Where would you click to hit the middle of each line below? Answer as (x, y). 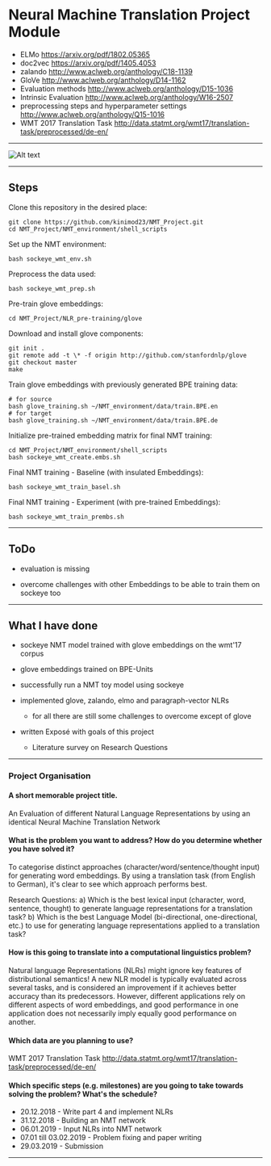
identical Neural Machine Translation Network (84, 822)
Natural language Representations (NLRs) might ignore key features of (125, 970)
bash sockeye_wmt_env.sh (50, 259)
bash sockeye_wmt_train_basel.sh (65, 487)
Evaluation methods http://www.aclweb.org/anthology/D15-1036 (127, 88)
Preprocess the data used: (52, 274)
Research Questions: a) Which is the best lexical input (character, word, (127, 900)
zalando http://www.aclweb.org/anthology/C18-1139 (106, 71)
